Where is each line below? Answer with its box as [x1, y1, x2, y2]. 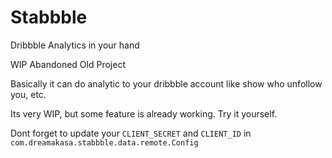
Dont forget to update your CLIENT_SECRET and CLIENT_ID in [10, 127, 252, 139]
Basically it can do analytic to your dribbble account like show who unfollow [10, 77, 323, 90]
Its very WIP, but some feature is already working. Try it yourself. [10, 107, 278, 120]
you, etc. [10, 88, 47, 100]
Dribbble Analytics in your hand [10, 39, 140, 51]
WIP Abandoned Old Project [10, 58, 126, 70]
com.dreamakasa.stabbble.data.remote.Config [10, 137, 199, 148]
